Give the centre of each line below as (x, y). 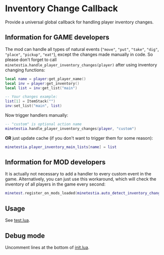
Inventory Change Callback (61, 9)
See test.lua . (18, 220)
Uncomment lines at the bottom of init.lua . (47, 247)
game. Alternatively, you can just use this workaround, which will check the (81, 179)
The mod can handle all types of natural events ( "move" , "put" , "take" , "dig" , (82, 49)
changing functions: (25, 70)
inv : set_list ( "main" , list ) (34, 106)
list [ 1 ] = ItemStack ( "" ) (30, 101)
